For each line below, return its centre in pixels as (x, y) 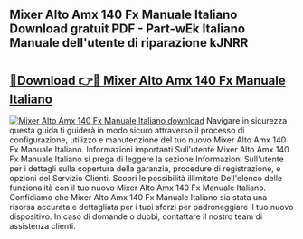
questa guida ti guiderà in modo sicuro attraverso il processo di (127, 130)
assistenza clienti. (43, 226)
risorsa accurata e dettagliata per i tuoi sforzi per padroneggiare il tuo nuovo (151, 207)
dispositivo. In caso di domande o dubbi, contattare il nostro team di (136, 216)
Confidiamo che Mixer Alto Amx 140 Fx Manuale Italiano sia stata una (138, 197)
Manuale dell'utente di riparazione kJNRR (129, 43)
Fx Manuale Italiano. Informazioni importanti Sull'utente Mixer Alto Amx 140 (149, 149)
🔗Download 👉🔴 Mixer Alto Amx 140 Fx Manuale (148, 80)
